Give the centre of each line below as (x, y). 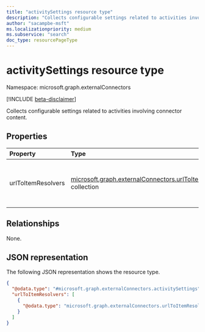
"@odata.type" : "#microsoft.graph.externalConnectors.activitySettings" (106, 289)
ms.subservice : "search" (38, 35)
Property (23, 154)
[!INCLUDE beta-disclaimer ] (41, 99)
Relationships (33, 224)
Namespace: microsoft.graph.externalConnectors (69, 87)
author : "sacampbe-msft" (38, 23)
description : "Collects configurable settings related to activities (97, 18)
